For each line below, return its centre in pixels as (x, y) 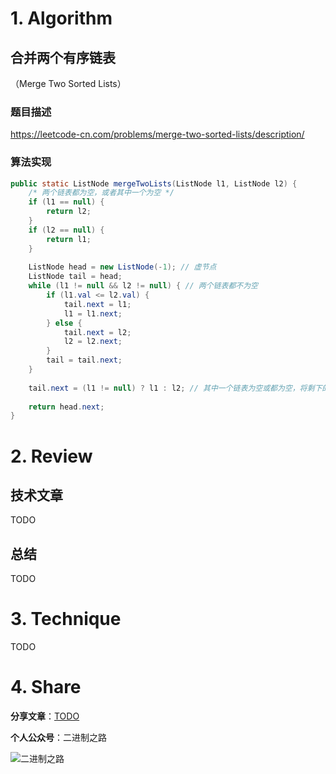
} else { (64, 323)
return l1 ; (69, 239)
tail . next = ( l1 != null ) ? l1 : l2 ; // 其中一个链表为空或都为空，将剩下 (175, 388)
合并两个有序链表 (63, 57)
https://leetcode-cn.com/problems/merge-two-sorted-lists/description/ (157, 134)
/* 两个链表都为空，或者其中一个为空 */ (101, 193)
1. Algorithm (61, 18)
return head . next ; (66, 407)
